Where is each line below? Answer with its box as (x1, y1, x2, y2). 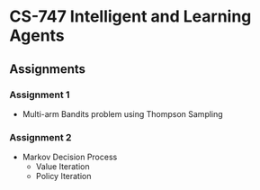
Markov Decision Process (22, 151, 118, 163)
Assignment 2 (9, 131, 72, 143)
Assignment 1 (9, 88, 70, 101)
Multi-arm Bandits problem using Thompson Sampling (22, 108, 223, 119)
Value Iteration (35, 161, 90, 172)
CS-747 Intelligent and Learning (9, 6, 252, 27)
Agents (9, 25, 65, 46)
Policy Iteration (35, 171, 92, 182)
